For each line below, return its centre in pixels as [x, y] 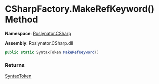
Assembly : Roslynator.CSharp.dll [39, 43]
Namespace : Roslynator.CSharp [38, 33]
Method [22, 20]
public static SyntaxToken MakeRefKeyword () [52, 52]
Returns [15, 65]
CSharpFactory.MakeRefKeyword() [80, 9]
